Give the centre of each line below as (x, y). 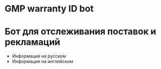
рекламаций (33, 42)
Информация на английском (43, 61)
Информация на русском (39, 56)
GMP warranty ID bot (49, 9)
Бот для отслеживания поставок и (80, 32)
